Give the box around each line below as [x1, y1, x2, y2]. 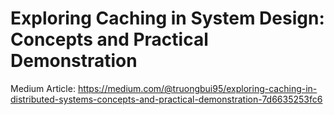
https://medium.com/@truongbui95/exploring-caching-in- [77, 82, 318, 94]
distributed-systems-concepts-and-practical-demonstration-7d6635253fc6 [10, 93, 323, 105]
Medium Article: [10, 82, 76, 94]
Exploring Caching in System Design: [10, 7, 325, 30]
